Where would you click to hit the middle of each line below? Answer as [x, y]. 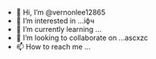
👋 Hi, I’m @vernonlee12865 [61, 12]
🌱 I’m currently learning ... [59, 29]
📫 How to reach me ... [53, 47]
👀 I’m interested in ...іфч [55, 21]
